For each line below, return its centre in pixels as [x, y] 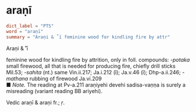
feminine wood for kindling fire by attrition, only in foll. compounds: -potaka [98, 60]
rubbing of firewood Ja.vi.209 [66, 78]
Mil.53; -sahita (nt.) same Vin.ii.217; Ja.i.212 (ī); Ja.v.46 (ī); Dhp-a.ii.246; [94, 72]
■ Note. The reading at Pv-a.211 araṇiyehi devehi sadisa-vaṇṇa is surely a [96, 85]
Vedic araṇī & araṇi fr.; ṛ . [35, 102]
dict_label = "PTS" [30, 26]
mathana [17, 78]
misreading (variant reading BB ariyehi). [54, 91]
